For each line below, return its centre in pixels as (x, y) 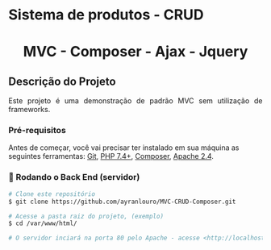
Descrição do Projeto (62, 81)
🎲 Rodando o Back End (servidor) (74, 177)
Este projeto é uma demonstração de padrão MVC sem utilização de (135, 101)
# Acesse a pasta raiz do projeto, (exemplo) (86, 216)
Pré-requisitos (37, 131)
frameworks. (29, 110)
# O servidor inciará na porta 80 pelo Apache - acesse (104, 238)
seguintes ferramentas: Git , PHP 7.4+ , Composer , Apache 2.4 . (111, 156)
